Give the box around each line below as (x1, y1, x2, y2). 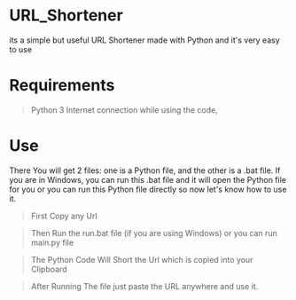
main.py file (30, 237, 74, 248)
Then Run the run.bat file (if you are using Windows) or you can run (30, 227, 277, 238)
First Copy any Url (30, 210, 97, 221)
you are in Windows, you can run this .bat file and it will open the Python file (9, 174, 286, 185)
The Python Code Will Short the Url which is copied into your (30, 254, 253, 264)
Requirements (9, 75, 115, 96)
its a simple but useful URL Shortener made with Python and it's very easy (9, 35, 281, 45)
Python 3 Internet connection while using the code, (30, 104, 219, 115)
